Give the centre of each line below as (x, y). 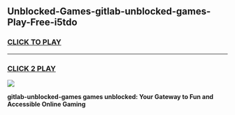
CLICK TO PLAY (34, 43)
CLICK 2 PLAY (31, 68)
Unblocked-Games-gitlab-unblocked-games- (109, 11)
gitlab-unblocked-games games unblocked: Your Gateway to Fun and (111, 96)
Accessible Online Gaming (47, 104)
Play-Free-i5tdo (42, 23)
